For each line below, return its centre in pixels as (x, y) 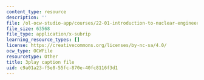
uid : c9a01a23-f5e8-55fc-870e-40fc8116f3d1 (62, 68)
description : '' (27, 17)
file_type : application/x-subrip (49, 34)
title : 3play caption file (40, 62)
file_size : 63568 (28, 29)
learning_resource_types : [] (43, 40)
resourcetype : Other (32, 57)
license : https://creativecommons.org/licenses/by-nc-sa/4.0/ (87, 46)
